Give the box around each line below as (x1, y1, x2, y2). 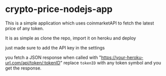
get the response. (5, 65, 41, 71)
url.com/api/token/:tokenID (5, 59, 60, 65)
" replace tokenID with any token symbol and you (59, 59, 161, 65)
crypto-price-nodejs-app (5, 3, 112, 15)
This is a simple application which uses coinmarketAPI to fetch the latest (5, 20, 154, 26)
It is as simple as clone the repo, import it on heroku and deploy (5, 35, 136, 41)
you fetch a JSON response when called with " (5, 54, 101, 60)
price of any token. (5, 25, 44, 31)
